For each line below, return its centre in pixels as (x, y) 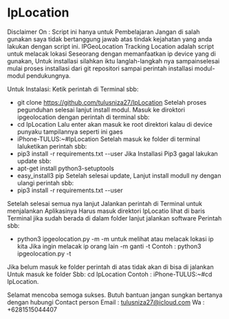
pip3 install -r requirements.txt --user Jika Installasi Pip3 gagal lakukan (117, 154)
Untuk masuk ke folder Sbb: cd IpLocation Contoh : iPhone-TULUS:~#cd (110, 274)
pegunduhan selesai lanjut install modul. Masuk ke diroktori (101, 110)
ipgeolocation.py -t (44, 254)
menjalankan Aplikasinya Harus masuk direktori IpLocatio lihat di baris (106, 211)
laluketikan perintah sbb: (52, 146)
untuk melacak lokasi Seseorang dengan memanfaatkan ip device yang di (112, 54)
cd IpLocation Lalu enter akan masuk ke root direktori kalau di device (115, 124)
